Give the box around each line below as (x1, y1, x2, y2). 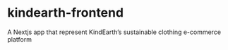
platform (7, 35, 32, 43)
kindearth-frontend (7, 5, 124, 21)
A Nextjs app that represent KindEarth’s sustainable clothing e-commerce (7, 28, 221, 36)
